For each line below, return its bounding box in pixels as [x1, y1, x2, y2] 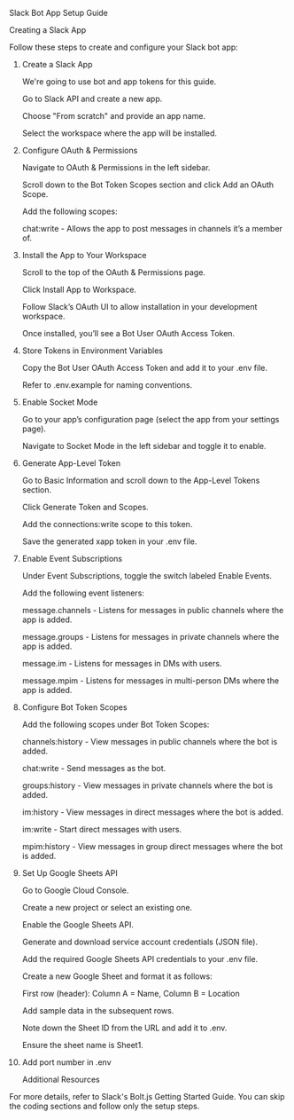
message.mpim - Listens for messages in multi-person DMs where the [21, 675, 280, 686]
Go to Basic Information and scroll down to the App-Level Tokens [21, 475, 260, 485]
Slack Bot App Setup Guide [9, 8, 109, 18]
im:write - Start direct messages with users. [21, 824, 182, 834]
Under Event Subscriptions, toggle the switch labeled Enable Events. [21, 571, 273, 580]
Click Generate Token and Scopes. [21, 501, 149, 512]
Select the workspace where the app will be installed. [21, 128, 218, 138]
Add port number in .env [21, 1057, 112, 1068]
